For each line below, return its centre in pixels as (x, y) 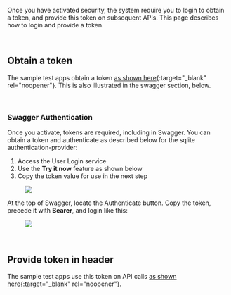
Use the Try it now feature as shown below (80, 169)
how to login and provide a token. (55, 25)
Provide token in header (60, 259)
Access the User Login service (62, 161)
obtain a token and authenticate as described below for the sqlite (101, 140)
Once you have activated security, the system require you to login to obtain (116, 10)
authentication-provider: (42, 148)
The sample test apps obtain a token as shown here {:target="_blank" (107, 77)
